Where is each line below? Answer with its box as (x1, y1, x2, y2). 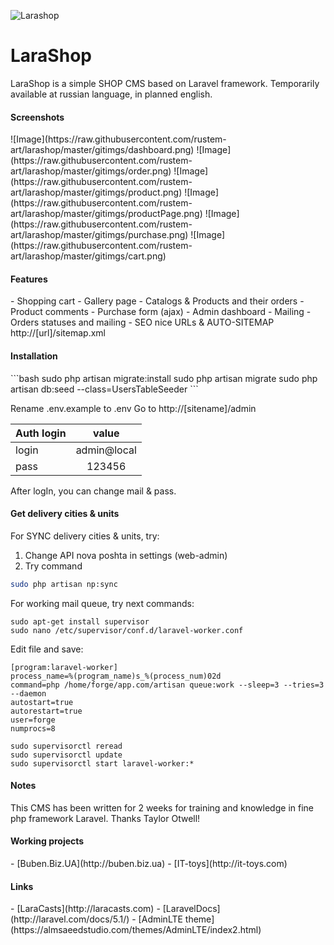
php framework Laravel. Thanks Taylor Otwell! (10, 812, 201, 824)
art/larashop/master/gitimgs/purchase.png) (10, 229, 189, 241)
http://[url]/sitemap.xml (10, 327, 106, 339)
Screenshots (10, 111, 65, 123)
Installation (10, 350, 58, 362)
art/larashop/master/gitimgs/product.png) (10, 186, 183, 199)
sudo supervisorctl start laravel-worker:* (10, 758, 195, 769)
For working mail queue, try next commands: (10, 597, 195, 609)
